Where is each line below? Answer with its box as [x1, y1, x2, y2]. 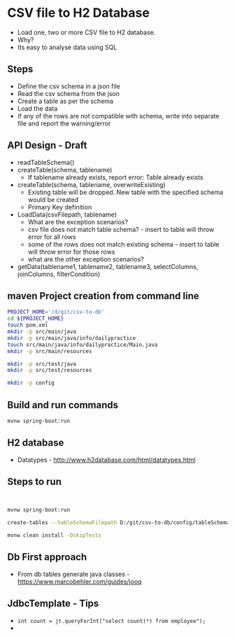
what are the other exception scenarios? [27, 254, 145, 263]
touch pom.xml [7, 322, 49, 329]
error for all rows [27, 233, 76, 241]
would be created [27, 195, 79, 204]
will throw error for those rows [27, 247, 115, 256]
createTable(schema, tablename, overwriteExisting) [17, 180, 166, 189]
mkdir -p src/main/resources [7, 348, 92, 355]
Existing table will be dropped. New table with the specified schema [27, 188, 224, 196]
